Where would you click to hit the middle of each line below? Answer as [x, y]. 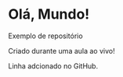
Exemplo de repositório [46, 36]
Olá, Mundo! [49, 14]
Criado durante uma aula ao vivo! [62, 51]
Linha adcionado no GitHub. [53, 66]
